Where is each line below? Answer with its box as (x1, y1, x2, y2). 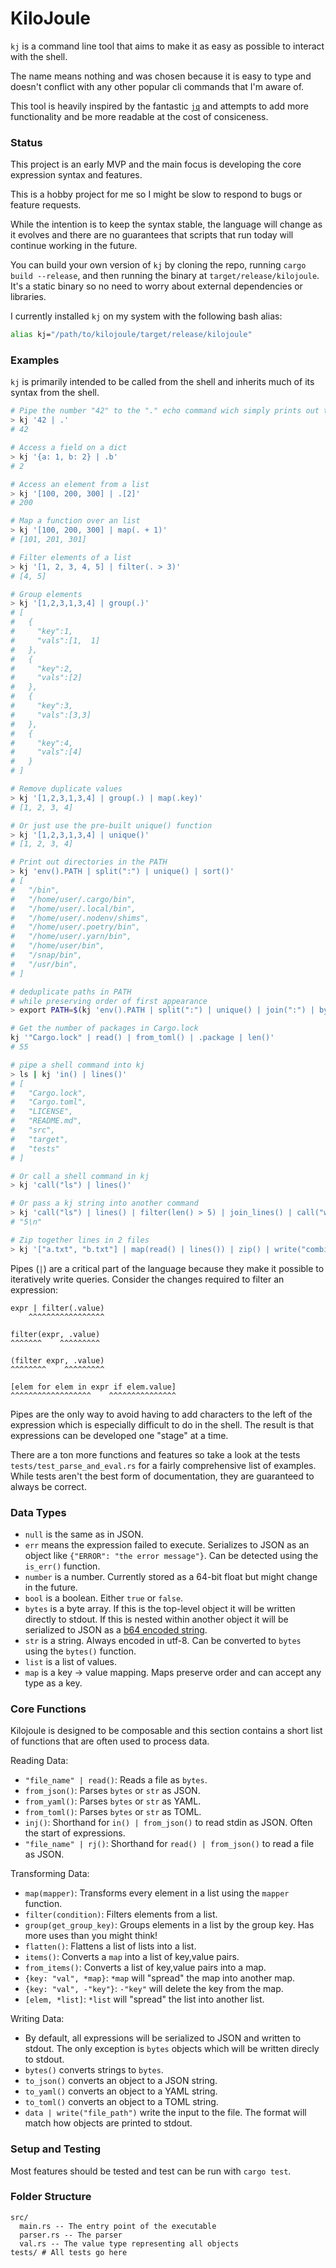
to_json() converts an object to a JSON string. (24, 2075, 218, 2087)
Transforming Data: (10, 1868, 90, 1880)
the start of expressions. (24, 1827, 126, 1839)
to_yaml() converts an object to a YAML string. (24, 2085, 218, 2097)
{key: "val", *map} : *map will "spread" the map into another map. (24, 1972, 296, 1984)
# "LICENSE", (10, 1107, 74, 1117)
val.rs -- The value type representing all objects (19, 2238, 240, 2249)
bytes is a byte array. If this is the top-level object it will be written (24, 1602, 296, 1614)
